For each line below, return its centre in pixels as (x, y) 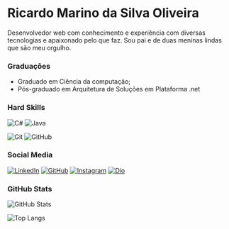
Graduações (29, 66)
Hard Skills (26, 108)
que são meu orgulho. (39, 48)
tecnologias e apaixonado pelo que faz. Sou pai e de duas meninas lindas (114, 40)
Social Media (30, 155)
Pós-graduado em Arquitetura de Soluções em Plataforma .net (109, 89)
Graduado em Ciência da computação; (74, 82)
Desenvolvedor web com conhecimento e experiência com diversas (106, 33)
